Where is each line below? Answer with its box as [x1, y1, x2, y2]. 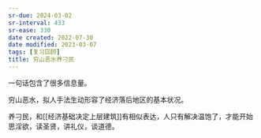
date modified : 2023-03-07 [8, 41, 97, 49]
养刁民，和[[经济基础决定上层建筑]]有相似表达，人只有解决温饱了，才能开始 [8, 111, 254, 121]
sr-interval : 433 [8, 19, 65, 27]
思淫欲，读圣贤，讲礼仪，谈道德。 [8, 121, 119, 131]
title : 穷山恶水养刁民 [8, 56, 75, 64]
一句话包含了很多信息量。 [8, 78, 91, 88]
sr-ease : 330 [8, 26, 51, 34]
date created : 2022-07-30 [8, 33, 93, 42]
